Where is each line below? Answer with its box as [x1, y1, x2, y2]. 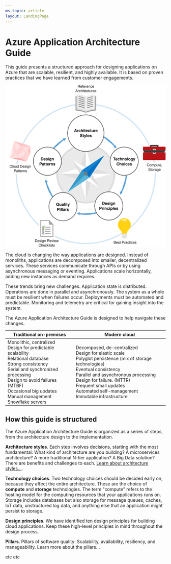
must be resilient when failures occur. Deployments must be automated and [5, 294, 164, 300]
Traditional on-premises [13, 332, 66, 338]
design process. [5, 528, 39, 534]
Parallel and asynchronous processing [75, 372, 156, 378]
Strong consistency [7, 360, 48, 367]
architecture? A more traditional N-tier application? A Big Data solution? [5, 454, 155, 460]
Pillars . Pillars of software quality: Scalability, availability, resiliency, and [5, 538, 156, 545]
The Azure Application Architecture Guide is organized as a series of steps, [5, 428, 163, 434]
